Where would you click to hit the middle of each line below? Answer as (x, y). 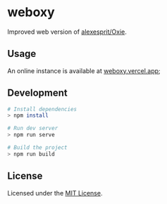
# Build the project (38, 148)
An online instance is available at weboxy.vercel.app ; (84, 70)
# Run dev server (33, 128)
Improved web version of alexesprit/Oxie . (67, 32)
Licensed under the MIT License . (55, 193)
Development (38, 93)
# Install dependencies (42, 109)
